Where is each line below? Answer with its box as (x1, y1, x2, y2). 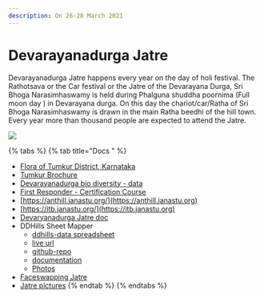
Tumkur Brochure (19, 170, 78, 179)
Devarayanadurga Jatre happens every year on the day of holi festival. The (8, 73, 255, 83)
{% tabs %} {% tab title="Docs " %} (8, 146, 127, 155)
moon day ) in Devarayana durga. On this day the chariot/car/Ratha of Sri (8, 98, 249, 108)
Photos (31, 264, 56, 273)
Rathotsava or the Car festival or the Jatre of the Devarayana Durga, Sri (8, 81, 243, 91)
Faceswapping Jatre (19, 272, 88, 281)
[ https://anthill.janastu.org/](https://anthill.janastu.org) (19, 195, 198, 205)
